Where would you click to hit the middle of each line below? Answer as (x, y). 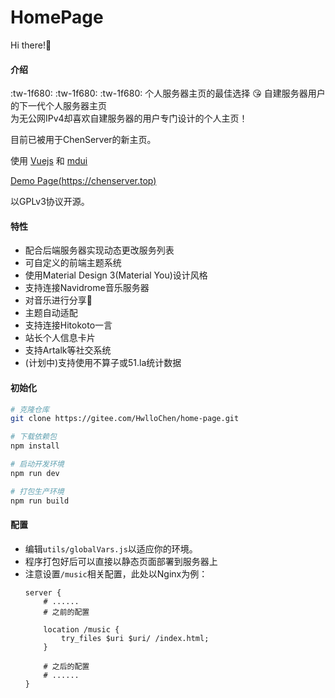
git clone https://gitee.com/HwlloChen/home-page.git (125, 419)
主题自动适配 (51, 313)
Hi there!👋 (31, 45)
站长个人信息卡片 (60, 338)
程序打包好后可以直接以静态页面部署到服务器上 (121, 561)
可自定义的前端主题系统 (73, 263)
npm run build (40, 501)
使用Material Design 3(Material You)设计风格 (116, 275)
